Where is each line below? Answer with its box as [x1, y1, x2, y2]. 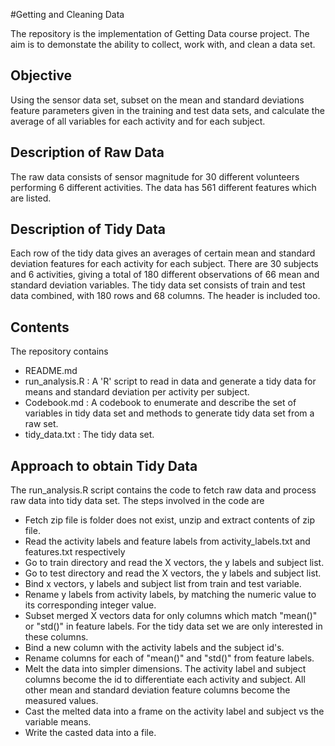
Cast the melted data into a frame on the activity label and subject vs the [24, 705, 325, 718]
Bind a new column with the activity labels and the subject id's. [24, 642, 285, 654]
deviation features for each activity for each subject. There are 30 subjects [10, 258, 319, 270]
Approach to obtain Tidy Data [10, 457, 198, 474]
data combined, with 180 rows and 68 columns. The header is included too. [10, 290, 321, 302]
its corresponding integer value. [24, 599, 157, 611]
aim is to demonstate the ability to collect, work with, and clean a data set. [10, 39, 316, 50]
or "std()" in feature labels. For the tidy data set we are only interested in [24, 620, 323, 633]
